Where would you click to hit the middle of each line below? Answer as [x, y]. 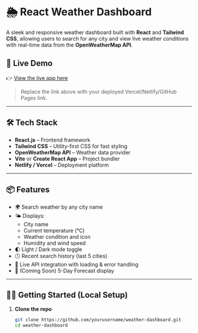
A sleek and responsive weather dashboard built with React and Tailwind [95, 32]
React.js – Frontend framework [52, 140]
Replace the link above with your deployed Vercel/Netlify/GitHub [98, 91]
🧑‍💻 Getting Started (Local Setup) [67, 295]
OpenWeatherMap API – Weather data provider [72, 152]
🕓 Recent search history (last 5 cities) [61, 256]
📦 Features [28, 189]
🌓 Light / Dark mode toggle [48, 249]
